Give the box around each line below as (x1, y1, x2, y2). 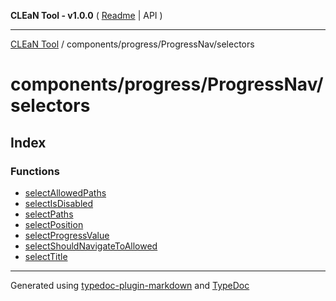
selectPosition (24, 218, 84, 230)
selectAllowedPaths (24, 186, 107, 199)
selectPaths (24, 208, 74, 220)
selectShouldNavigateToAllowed (24, 240, 158, 252)
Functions (10, 164, 60, 178)
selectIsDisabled (24, 197, 94, 209)
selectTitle (24, 250, 68, 262)
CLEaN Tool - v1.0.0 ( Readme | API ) (10, 10, 163, 21)
